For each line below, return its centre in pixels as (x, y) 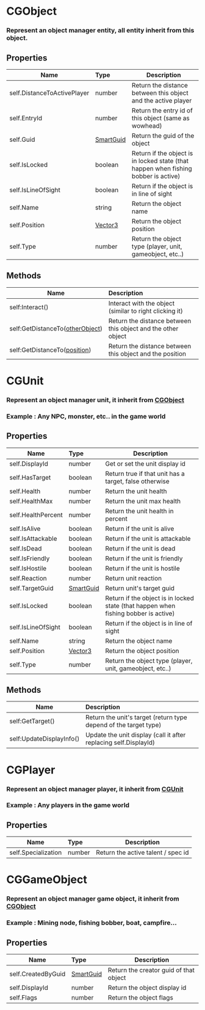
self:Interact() (29, 307)
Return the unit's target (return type (136, 717)
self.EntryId (26, 118)
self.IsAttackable (33, 538)
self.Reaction (28, 578)
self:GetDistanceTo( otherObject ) (56, 328)
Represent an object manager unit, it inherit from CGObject (95, 400)
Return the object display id (147, 988)
